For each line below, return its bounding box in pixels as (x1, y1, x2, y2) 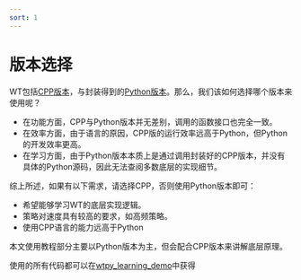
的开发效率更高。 (22, 138, 86, 149)
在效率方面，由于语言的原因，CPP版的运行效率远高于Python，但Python (22, 127, 288, 138)
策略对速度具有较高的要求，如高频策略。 (22, 210, 173, 221)
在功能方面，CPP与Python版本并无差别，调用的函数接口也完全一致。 (22, 116, 278, 127)
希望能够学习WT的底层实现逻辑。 (22, 199, 146, 210)
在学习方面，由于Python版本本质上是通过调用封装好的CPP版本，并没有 (22, 150, 286, 161)
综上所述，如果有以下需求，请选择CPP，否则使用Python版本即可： (9, 180, 256, 191)
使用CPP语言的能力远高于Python (22, 222, 144, 232)
